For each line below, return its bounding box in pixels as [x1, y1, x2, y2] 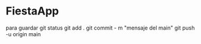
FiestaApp [5, 4, 59, 18]
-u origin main [5, 30, 41, 37]
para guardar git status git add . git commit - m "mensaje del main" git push [5, 24, 196, 31]
